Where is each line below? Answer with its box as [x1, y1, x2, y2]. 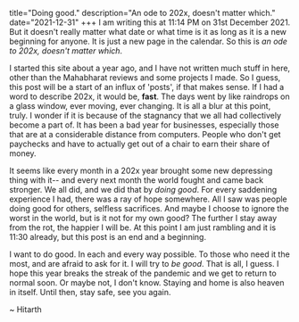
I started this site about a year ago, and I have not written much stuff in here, [9, 62, 291, 73]
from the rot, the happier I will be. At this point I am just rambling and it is [9, 222, 277, 233]
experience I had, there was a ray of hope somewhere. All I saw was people [9, 194, 287, 204]
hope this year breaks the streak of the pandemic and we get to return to [9, 268, 277, 278]
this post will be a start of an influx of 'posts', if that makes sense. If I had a [9, 82, 285, 92]
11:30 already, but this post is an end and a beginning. [9, 232, 207, 242]
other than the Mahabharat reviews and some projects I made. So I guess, [9, 72, 281, 83]
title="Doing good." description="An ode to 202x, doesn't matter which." [9, 8, 276, 18]
